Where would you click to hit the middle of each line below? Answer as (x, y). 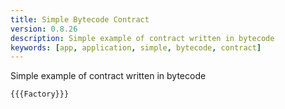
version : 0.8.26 (44, 29)
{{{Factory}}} (40, 94)
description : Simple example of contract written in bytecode (142, 38)
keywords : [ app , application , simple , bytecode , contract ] (136, 47)
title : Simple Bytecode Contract (80, 19)
